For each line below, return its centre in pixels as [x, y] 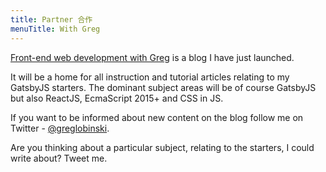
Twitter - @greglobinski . [60, 128]
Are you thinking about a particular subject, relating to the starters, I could [162, 147]
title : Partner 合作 [51, 19]
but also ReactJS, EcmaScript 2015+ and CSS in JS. [117, 98]
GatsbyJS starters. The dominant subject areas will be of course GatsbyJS [163, 87]
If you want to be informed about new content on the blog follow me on [157, 117]
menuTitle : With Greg [55, 29]
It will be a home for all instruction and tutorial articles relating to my [150, 77]
